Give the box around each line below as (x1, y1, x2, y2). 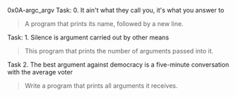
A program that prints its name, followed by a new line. (24, 20, 184, 27)
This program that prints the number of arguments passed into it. (24, 47, 214, 55)
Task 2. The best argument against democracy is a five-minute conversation (7, 60, 230, 69)
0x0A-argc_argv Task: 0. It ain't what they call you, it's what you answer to (7, 6, 225, 14)
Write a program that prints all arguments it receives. (24, 82, 178, 90)
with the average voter (7, 68, 73, 76)
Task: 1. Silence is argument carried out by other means (7, 33, 170, 41)
